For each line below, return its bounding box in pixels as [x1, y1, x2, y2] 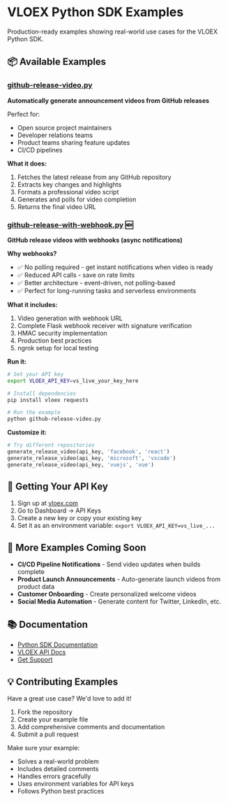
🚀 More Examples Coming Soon [7, 541, 146, 553]
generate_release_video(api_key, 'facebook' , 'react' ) [7, 448, 170, 455]
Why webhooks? [7, 249, 57, 257]
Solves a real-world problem [17, 757, 99, 766]
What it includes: [7, 300, 58, 308]
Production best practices [17, 336, 92, 345]
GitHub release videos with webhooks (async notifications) [7, 236, 183, 244]
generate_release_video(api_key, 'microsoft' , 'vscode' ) [7, 454, 176, 461]
